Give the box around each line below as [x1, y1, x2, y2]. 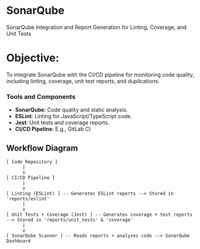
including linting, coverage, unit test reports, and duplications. [6, 77, 160, 84]
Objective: [6, 51, 60, 65]
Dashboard [6, 238, 31, 244]
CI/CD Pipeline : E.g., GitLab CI [14, 125, 91, 133]
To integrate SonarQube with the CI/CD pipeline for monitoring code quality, [6, 71, 195, 78]
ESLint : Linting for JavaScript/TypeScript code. [14, 113, 133, 120]
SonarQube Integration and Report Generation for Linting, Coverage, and [6, 24, 187, 31]
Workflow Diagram [6, 143, 78, 153]
